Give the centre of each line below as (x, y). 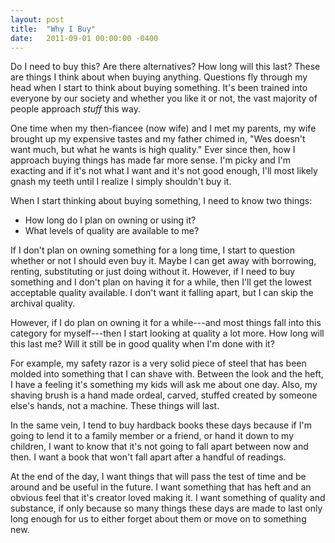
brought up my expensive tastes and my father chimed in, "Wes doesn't (158, 139)
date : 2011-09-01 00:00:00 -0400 (84, 38)
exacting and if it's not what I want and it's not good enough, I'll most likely (164, 171)
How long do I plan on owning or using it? (110, 220)
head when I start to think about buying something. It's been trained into (159, 88)
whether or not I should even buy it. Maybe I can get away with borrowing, (163, 261)
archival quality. (43, 303)
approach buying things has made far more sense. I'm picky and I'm (150, 160)
